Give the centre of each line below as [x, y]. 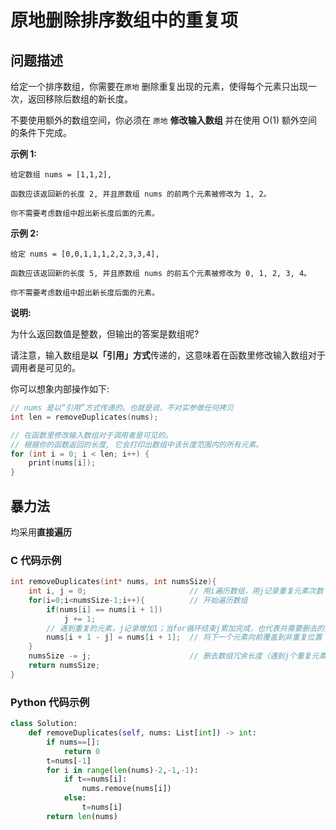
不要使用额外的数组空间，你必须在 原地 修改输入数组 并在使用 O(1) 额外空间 [164, 120]
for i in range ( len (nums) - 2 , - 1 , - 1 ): [122, 770]
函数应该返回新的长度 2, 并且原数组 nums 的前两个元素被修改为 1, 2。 [141, 194]
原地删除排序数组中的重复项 [124, 20]
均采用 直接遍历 [41, 532]
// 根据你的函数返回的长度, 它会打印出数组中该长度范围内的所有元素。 [137, 444]
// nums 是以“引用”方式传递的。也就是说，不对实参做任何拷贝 [122, 408]
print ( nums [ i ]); [62, 463]
